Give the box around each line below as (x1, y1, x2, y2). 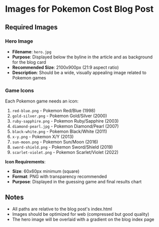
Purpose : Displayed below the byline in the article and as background (12, 54, 153, 60)
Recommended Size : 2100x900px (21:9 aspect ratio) (12, 64, 119, 70)
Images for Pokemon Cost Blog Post (5, 3, 154, 15)
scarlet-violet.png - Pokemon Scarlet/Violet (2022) (12, 150, 119, 155)
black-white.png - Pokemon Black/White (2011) (12, 128, 108, 134)
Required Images (5, 23, 58, 31)
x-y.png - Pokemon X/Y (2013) (12, 134, 74, 140)
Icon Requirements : (5, 159, 45, 165)
